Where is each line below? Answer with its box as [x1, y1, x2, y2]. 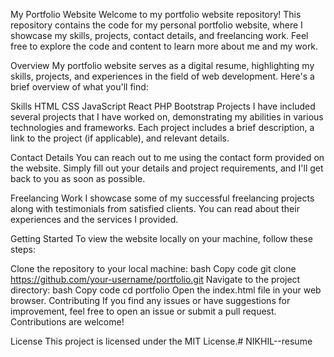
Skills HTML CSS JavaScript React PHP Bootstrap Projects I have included [10, 100, 316, 112]
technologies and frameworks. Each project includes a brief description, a [10, 122, 315, 133]
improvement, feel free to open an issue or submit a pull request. [10, 305, 277, 317]
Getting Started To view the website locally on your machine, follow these [10, 233, 313, 244]
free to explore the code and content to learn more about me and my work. [10, 40, 319, 52]
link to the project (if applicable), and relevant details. [10, 132, 230, 144]
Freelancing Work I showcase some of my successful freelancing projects [10, 192, 315, 204]
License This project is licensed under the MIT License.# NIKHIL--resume [10, 335, 313, 347]
